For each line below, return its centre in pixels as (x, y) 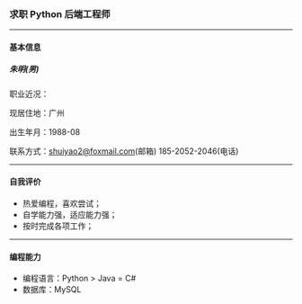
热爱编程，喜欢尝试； (62, 203)
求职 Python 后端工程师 (60, 13)
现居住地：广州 (37, 112)
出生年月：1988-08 (45, 131)
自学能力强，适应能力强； (70, 215)
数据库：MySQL (52, 290)
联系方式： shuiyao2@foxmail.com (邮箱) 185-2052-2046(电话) (124, 151)
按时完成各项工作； (58, 226)
